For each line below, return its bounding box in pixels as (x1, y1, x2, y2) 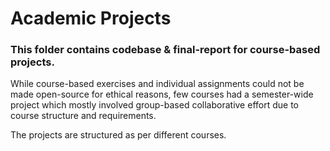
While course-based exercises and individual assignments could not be (10, 78, 305, 90)
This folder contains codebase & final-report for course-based (10, 43, 321, 57)
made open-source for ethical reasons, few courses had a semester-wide (10, 88, 314, 101)
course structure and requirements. (10, 110, 157, 122)
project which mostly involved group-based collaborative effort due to (10, 99, 299, 111)
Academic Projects (10, 7, 172, 30)
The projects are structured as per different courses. (10, 129, 227, 141)
